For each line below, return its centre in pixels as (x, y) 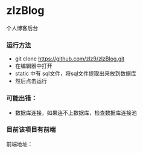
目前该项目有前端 (31, 129)
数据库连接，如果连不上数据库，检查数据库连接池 (76, 112)
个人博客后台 (22, 28)
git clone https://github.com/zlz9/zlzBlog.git (70, 59)
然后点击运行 (31, 81)
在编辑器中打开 (33, 66)
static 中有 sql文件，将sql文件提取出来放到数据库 (76, 74)
